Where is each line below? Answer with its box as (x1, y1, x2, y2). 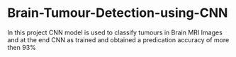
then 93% (7, 43, 37, 51)
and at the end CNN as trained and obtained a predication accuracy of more (7, 35, 230, 44)
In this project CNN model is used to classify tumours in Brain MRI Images (7, 28, 223, 37)
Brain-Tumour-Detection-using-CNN (7, 5, 228, 21)
